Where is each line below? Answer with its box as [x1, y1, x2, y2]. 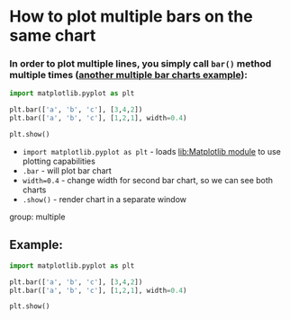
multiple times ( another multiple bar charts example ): [9, 69, 248, 82]
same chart [9, 25, 96, 46]
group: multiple [9, 211, 66, 222]
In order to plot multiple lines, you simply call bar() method [9, 58, 272, 70]
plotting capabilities [22, 156, 96, 166]
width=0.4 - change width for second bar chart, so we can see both [22, 174, 273, 185]
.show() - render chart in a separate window [22, 193, 187, 204]
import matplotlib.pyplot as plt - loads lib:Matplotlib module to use [22, 146, 282, 156]
